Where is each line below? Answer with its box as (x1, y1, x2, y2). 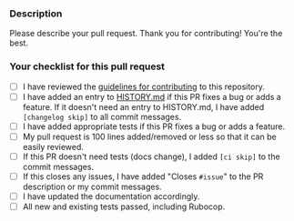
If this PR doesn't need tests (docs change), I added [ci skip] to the (22, 151, 280, 162)
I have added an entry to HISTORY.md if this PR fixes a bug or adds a (22, 91, 282, 102)
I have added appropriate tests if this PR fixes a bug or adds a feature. (22, 121, 286, 132)
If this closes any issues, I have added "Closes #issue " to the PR (22, 171, 264, 182)
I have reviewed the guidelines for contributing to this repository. (22, 81, 266, 92)
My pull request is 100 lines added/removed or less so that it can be (22, 131, 277, 142)
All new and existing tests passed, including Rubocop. (22, 201, 226, 212)
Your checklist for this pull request (9, 60, 166, 73)
